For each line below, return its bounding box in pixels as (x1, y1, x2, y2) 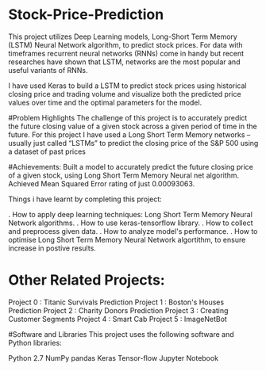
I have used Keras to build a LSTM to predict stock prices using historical (8, 81, 247, 90)
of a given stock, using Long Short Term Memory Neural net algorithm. (8, 170, 240, 180)
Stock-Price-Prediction (8, 6, 164, 24)
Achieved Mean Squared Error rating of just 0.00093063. (8, 178, 195, 188)
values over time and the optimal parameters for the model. (8, 98, 202, 107)
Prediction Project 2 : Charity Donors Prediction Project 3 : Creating (8, 305, 229, 315)
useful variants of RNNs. (8, 65, 89, 75)
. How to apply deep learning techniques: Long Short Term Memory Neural (8, 209, 253, 219)
